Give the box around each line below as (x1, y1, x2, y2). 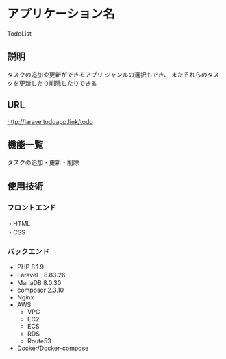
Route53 (27, 337, 51, 345)
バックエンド (7, 247, 50, 256)
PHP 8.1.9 (16, 263, 45, 271)
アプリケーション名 (7, 6, 115, 22)
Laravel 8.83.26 (16, 271, 66, 280)
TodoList (7, 29, 32, 38)
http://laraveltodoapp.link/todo (7, 117, 94, 125)
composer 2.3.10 (16, 286, 64, 295)
